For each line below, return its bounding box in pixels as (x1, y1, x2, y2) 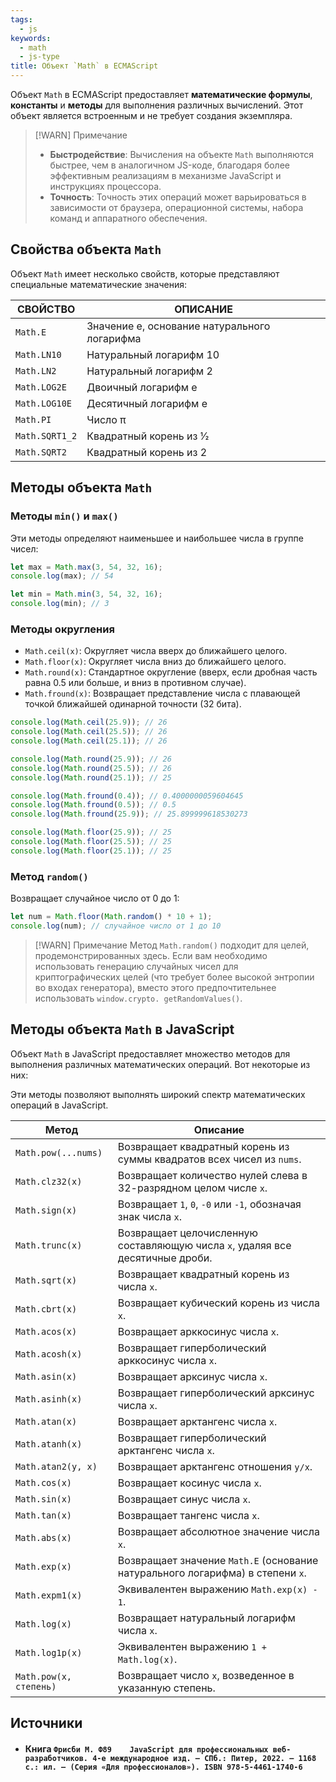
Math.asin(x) (15, 1371, 78, 1382)
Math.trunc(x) (15, 1239, 83, 1251)
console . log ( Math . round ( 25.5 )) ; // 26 (10, 763, 172, 773)
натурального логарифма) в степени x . (117, 1566, 307, 1580)
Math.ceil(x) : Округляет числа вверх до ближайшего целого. (24, 645, 288, 657)
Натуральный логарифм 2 (86, 364, 213, 378)
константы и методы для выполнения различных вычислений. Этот (10, 99, 304, 111)
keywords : (10, 33, 52, 43)
